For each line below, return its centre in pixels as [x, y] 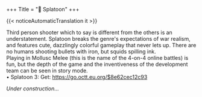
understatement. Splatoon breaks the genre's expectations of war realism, [99, 39]
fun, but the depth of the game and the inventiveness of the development [97, 64]
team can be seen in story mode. [47, 71]
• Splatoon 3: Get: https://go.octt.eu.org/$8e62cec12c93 [77, 77]
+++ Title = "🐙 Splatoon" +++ [43, 9]
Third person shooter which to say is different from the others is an [90, 32]
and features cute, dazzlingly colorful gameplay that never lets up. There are [101, 45]
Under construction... [33, 89]
